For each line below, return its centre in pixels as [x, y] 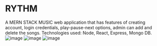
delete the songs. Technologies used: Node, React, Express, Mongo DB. [78, 33]
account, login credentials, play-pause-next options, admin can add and [78, 27]
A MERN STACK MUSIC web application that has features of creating [75, 22]
